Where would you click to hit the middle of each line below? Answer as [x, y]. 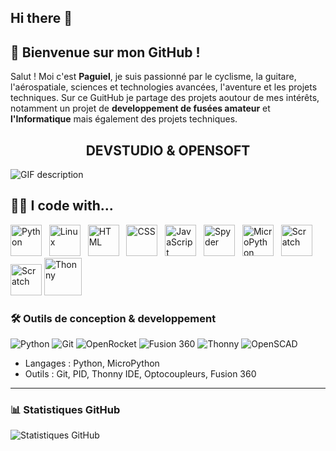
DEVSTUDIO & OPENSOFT [168, 150]
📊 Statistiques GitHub [65, 410]
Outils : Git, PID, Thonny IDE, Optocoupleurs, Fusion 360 [140, 374]
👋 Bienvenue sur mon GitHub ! [105, 52]
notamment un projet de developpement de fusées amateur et [140, 108]
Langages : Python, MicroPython [92, 363]
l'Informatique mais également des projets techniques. [124, 119]
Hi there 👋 [41, 18]
